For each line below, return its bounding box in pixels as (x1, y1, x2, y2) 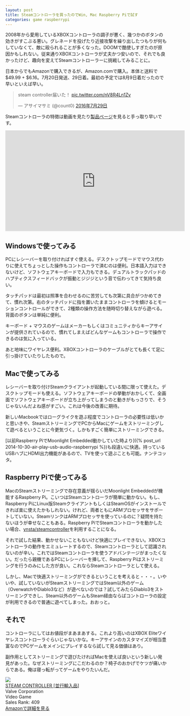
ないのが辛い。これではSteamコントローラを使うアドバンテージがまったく (5, 550, 162, 556)
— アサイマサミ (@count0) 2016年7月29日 (17, 103, 108, 109)
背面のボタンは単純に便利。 (5, 312, 64, 318)
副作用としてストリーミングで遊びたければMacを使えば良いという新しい (5, 654, 158, 660)
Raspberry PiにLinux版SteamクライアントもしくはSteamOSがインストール (5, 500, 162, 507)
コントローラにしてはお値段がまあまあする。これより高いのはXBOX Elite (5, 630, 158, 636)
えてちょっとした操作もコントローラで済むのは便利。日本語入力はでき (18, 263, 167, 269)
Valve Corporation (5, 688, 44, 694)
